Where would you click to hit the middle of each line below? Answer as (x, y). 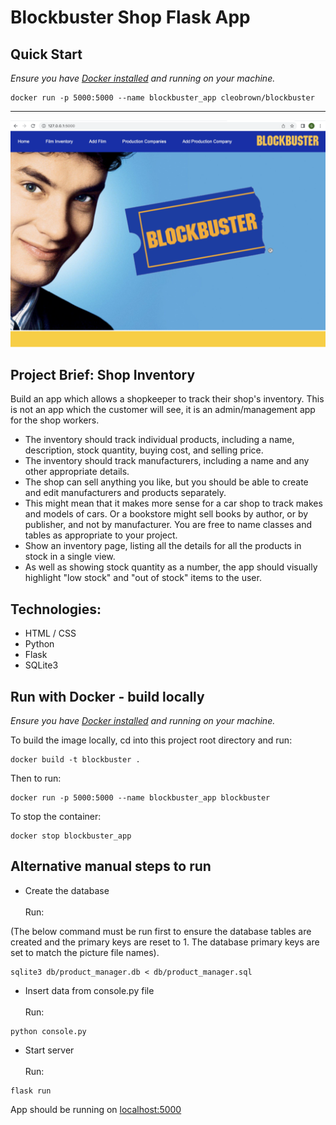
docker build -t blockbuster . (75, 760)
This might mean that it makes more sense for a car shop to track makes (173, 503)
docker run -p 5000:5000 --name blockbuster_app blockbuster (140, 798)
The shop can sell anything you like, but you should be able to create (166, 482)
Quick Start (46, 54)
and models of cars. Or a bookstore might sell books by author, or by (166, 514)
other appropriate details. (77, 472)
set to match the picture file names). (85, 952)
